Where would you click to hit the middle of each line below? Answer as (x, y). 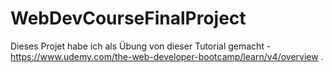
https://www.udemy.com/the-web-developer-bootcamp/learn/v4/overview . (167, 56)
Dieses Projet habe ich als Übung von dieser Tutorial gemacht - (141, 46)
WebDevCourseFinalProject (128, 18)
